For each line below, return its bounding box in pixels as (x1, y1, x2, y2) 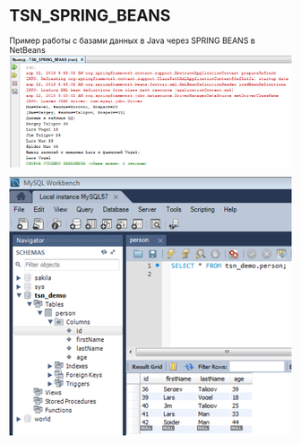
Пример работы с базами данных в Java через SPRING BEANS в (9, 35, 255, 46)
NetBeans (9, 44, 47, 55)
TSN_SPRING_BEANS (9, 5, 171, 26)
